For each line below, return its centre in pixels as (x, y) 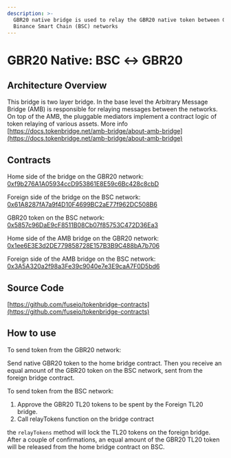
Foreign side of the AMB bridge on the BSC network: (81, 259)
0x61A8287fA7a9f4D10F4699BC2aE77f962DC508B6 (82, 205)
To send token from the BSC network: (60, 391)
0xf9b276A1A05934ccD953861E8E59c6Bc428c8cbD (83, 184)
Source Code (35, 288)
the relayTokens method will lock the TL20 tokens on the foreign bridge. (109, 432)
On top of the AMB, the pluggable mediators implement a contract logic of (112, 117)
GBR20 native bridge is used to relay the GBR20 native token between (117, 20)
